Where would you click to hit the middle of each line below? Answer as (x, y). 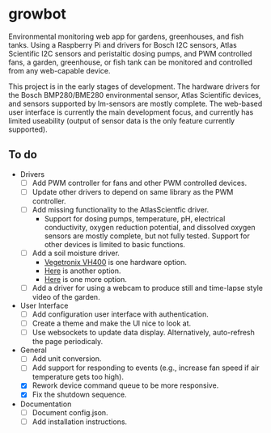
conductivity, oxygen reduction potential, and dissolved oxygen (150, 227)
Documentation (46, 404)
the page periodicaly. (68, 342)
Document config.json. (70, 412)
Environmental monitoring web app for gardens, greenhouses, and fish (126, 36)
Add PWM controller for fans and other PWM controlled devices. (140, 183)
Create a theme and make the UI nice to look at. (112, 323)
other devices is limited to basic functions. (115, 244)
